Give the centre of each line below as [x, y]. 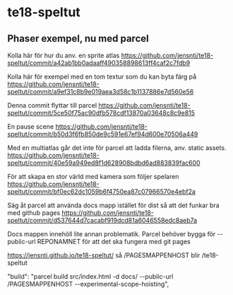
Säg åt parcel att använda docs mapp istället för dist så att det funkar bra [114, 205]
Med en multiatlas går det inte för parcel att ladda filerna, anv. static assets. [117, 148]
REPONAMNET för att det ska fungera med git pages [114, 242]
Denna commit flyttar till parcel [52, 105]
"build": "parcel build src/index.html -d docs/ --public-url [90, 276]
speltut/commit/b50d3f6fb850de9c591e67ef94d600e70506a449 [103, 134]
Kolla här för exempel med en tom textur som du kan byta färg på [102, 76]
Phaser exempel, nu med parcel [78, 39]
